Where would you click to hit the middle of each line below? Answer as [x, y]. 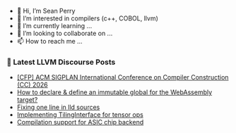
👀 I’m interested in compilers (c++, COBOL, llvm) [87, 18]
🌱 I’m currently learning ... [54, 26]
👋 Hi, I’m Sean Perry [46, 11]
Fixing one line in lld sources [58, 107]
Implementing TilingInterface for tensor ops [80, 115]
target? [27, 100]
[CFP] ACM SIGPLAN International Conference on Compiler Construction [123, 77]
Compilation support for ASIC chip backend [80, 122]
